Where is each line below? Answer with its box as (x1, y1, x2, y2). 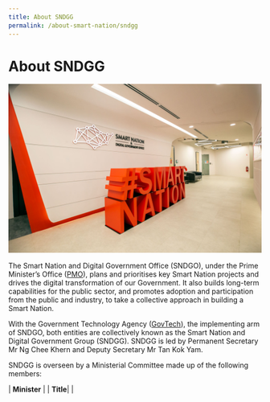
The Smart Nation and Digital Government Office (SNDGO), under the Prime (8, 261, 259, 271)
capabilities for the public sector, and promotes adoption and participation (8, 286, 254, 297)
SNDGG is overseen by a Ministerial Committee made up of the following (8, 360, 249, 370)
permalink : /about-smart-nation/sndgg (8, 21, 138, 30)
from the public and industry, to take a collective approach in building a (8, 295, 243, 305)
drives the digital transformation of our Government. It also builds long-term (8, 278, 260, 288)
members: (8, 369, 43, 379)
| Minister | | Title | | (8, 384, 74, 394)
